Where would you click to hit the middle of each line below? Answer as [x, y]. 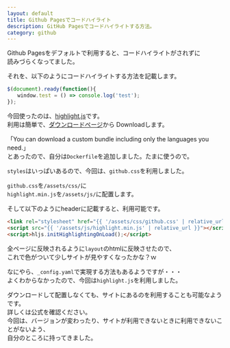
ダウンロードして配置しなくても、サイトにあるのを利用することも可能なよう [115, 294]
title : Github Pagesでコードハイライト [59, 20]
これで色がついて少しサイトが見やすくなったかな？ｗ [82, 257]
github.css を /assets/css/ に [47, 185]
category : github [32, 33]
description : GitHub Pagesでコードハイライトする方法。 [81, 26]
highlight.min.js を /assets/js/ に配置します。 [72, 194]
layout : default [30, 13]
